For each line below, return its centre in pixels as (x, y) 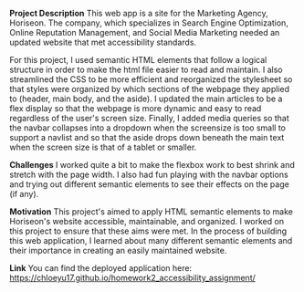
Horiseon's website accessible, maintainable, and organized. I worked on (147, 221)
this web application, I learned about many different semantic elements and (151, 240)
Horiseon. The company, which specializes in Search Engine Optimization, (149, 23)
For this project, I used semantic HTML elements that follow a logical (138, 60)
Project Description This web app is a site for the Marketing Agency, (139, 13)
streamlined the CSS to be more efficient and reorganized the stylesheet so (151, 79)
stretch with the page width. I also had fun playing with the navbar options (149, 174)
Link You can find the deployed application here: (101, 268)
